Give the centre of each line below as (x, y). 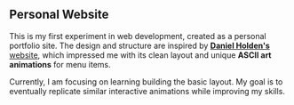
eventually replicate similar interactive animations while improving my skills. (147, 91)
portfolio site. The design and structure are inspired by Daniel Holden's (140, 45)
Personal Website (59, 15)
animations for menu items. (60, 64)
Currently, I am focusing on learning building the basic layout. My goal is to (146, 81)
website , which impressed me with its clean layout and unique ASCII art (140, 55)
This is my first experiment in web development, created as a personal (138, 36)
